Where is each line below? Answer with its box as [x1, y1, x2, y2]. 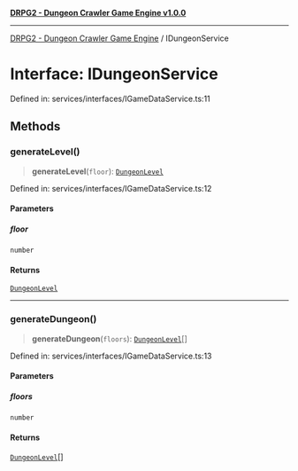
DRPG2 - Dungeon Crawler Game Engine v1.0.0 [10, 8, 187, 18]
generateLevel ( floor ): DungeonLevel [31, 166, 164, 177]
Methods [10, 119, 61, 134]
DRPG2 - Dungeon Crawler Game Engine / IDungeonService [10, 33, 229, 43]
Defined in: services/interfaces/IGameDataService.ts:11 [10, 93, 210, 104]
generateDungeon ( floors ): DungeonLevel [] [31, 333, 188, 344]
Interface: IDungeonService [10, 64, 219, 84]
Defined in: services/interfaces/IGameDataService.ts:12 [10, 183, 212, 193]
